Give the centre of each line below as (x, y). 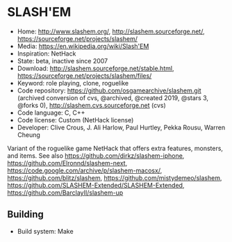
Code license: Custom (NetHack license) (75, 120)
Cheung (28, 135)
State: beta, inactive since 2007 (63, 60)
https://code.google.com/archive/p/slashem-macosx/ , (85, 170)
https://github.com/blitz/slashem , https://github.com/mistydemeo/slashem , (115, 177)
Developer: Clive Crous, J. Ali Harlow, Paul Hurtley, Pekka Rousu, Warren (121, 127)
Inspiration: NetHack (47, 54)
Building (25, 215)
